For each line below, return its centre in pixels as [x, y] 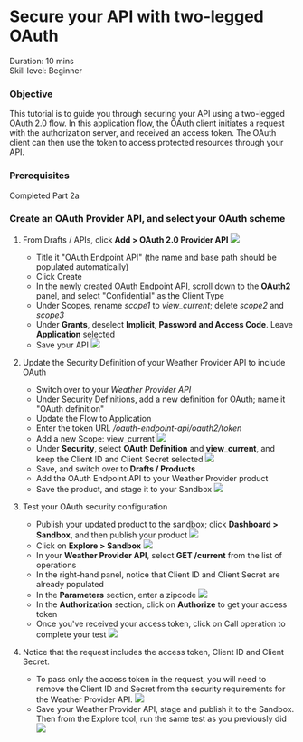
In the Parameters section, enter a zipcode [116, 595]
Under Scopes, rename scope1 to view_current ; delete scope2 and [160, 305]
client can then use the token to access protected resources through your [147, 143]
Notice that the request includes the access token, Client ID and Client [153, 652]
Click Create [59, 276]
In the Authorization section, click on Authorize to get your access [161, 604]
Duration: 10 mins [42, 61]
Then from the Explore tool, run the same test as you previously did [161, 718]
